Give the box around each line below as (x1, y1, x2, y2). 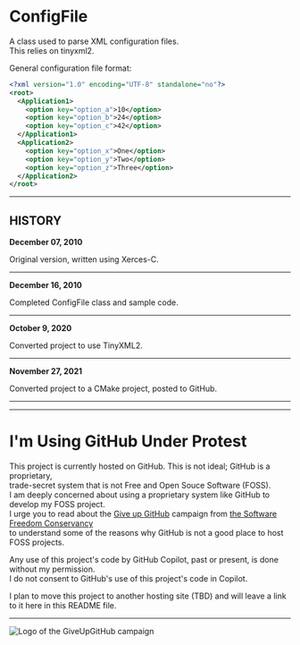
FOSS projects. (9, 537, 65, 547)
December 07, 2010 (9, 237, 83, 248)
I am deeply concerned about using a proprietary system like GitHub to (9, 489, 271, 500)
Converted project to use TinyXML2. (9, 340, 143, 351)
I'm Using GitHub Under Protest (9, 431, 247, 452)
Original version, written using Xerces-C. (9, 254, 159, 265)
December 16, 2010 (9, 280, 82, 291)
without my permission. (9, 564, 96, 574)
